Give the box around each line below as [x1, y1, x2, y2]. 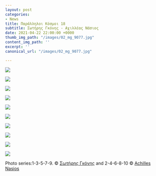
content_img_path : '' [5, 40, 50, 45]
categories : [5, 12, 30, 17]
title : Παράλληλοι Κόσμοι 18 [5, 21, 66, 26]
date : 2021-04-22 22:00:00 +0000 [5, 30, 75, 35]
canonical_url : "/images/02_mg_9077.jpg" [5, 49, 92, 54]
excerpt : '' [5, 44, 30, 49]
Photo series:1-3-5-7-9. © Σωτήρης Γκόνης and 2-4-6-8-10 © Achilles [5, 160, 151, 166]
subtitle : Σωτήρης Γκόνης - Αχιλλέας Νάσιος [5, 26, 99, 31]
